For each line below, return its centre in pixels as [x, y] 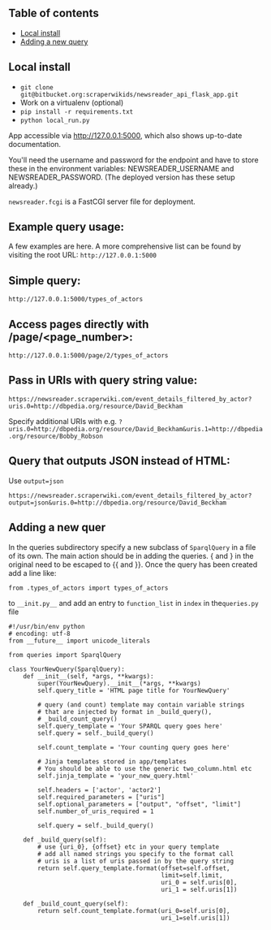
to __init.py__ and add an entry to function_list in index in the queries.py [133, 603]
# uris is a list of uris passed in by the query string [135, 861]
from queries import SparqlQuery [65, 655]
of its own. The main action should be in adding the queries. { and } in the [131, 556]
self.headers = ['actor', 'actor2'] [99, 790]
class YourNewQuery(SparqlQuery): [67, 669]
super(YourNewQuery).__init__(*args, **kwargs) [119, 683]
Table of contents [54, 13]
